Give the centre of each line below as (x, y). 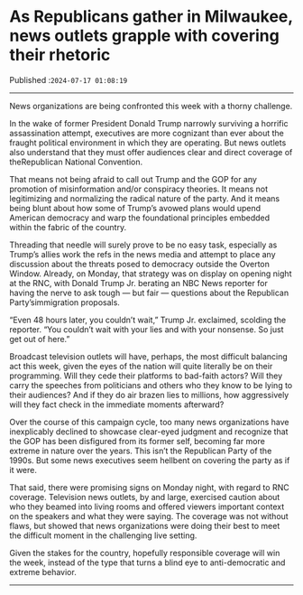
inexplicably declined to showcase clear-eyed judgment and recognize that (149, 432)
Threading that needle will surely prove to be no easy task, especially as (143, 245)
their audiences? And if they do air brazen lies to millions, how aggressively (149, 395)
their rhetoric (60, 55)
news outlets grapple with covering (144, 36)
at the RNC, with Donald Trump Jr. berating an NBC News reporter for (138, 283)
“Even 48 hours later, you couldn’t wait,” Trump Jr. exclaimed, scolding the (148, 320)
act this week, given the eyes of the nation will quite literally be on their (141, 366)
